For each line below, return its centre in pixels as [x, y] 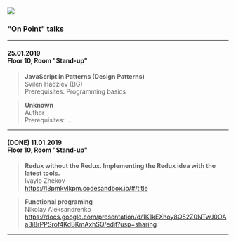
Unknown [39, 105]
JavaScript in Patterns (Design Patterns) [85, 76]
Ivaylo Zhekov [45, 180]
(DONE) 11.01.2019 [34, 143]
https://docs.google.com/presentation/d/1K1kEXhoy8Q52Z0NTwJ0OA [125, 217]
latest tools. [42, 173]
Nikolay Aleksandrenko [58, 209]
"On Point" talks [36, 29]
